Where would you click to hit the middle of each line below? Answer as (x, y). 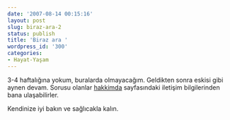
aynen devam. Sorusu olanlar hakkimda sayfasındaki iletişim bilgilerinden (114, 87)
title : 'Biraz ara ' (38, 40)
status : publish (31, 34)
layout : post (27, 20)
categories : (25, 54)
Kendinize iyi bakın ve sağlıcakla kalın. (63, 108)
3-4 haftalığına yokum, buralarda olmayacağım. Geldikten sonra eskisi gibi (115, 80)
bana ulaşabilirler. (33, 95)
